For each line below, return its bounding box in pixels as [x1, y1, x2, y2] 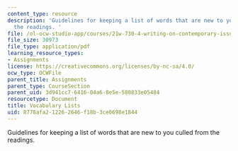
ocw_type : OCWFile [7, 69, 62, 76]
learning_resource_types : [7, 50, 84, 57]
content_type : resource [7, 10, 78, 18]
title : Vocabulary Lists [7, 102, 81, 109]
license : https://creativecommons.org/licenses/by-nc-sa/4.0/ [7, 63, 195, 70]
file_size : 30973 [7, 37, 59, 44]
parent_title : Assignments [7, 75, 87, 83]
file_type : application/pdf [7, 43, 91, 50]
